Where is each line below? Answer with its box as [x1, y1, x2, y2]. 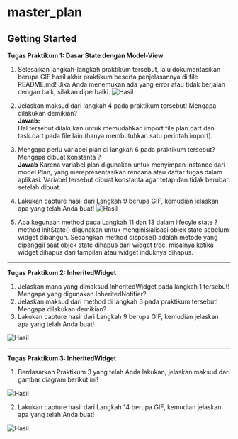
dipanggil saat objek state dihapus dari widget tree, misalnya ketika [17, 240, 214, 249]
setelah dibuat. [17, 183, 62, 191]
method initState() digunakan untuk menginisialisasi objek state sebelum [17, 226, 229, 234]
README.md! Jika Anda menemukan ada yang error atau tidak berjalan [17, 80, 225, 89]
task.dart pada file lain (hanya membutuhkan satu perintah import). [17, 132, 213, 140]
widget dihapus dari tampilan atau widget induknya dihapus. [17, 248, 193, 256]
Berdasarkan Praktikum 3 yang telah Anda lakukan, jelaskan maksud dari [17, 368, 230, 376]
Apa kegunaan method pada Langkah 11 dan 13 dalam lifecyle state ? [17, 218, 218, 226]
